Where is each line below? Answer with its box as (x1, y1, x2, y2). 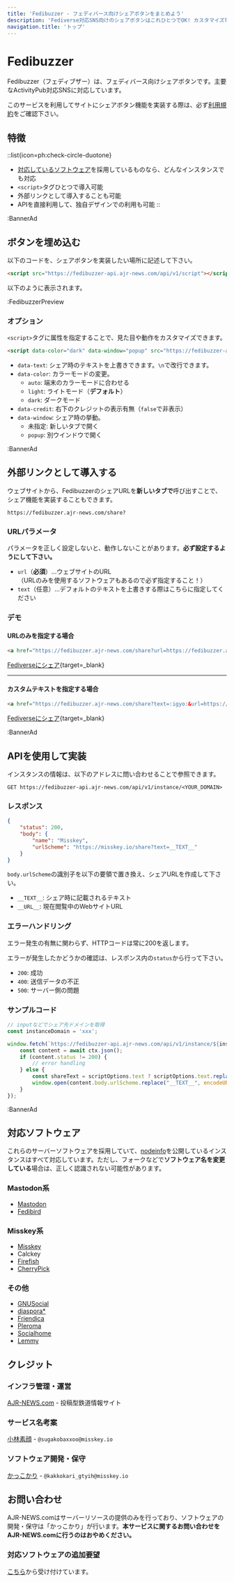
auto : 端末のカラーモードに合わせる (27, 378, 130, 386)
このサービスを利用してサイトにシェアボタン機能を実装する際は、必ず (7, 101, 209, 109)
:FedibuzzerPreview (7, 298, 65, 306)
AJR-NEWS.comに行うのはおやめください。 (7, 1531, 136, 1539)
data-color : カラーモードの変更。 (17, 369, 114, 378)
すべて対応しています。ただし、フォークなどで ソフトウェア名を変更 (31, 1155, 226, 1164)
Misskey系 (7, 1226, 44, 1236)
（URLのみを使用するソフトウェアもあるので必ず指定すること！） (17, 576, 207, 585)
